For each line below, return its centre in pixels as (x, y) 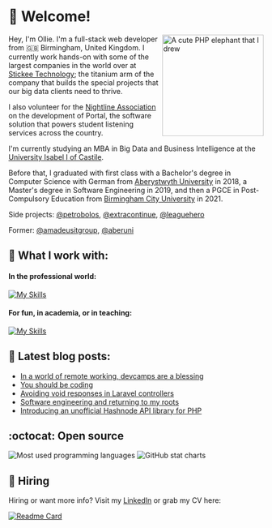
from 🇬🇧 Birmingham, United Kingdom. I (76, 47)
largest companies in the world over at (72, 65)
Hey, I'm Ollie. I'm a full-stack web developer (83, 39)
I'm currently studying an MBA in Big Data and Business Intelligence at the (132, 148)
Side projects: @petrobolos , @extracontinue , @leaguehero (106, 214)
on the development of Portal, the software (80, 115)
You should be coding (56, 384)
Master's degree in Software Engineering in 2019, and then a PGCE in (124, 190)
